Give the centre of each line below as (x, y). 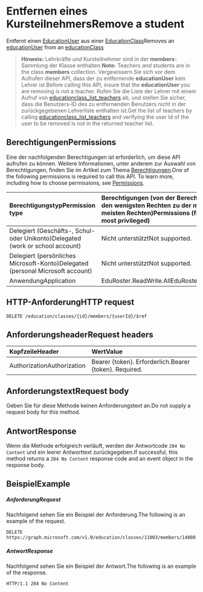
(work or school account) (45, 245)
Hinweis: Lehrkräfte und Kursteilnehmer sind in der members (98, 59)
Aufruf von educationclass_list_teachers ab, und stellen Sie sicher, (103, 98)
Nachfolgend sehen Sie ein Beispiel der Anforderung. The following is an (96, 515)
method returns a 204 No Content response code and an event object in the (100, 458)
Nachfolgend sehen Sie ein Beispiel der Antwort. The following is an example (101, 566)
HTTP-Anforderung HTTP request (70, 302)
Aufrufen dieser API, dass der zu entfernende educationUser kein (103, 78)
